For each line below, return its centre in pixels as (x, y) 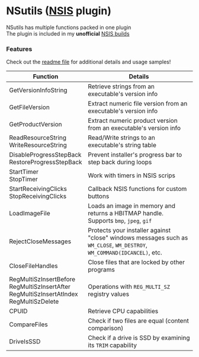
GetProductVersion (36, 125)
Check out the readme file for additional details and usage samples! (89, 62)
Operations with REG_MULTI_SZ (129, 287)
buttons (99, 196)
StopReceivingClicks (38, 196)
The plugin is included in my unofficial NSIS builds (68, 33)
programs (102, 270)
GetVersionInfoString (38, 90)
